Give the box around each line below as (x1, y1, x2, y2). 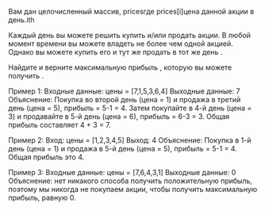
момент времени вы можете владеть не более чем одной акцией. (8, 39, 234, 48)
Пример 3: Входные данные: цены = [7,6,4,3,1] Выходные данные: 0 (8, 168, 236, 177)
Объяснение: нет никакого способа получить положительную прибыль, (8, 176, 252, 185)
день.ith (8, 15, 35, 25)
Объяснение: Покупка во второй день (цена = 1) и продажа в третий (8, 95, 241, 104)
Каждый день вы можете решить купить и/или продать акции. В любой (8, 31, 252, 40)
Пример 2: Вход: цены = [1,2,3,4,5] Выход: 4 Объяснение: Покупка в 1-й (8, 136, 252, 145)
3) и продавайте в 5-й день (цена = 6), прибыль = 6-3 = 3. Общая (8, 112, 230, 121)
